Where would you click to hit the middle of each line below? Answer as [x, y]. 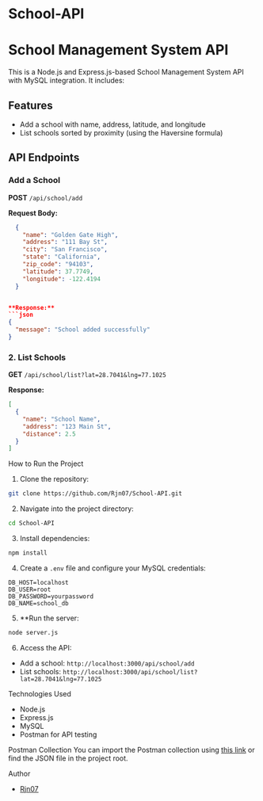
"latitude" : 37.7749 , [58, 271]
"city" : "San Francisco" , [65, 250]
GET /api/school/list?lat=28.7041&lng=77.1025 [87, 375]
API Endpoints [44, 158]
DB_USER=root [30, 589]
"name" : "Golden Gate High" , [71, 235]
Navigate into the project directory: [77, 509]
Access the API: [46, 647]
